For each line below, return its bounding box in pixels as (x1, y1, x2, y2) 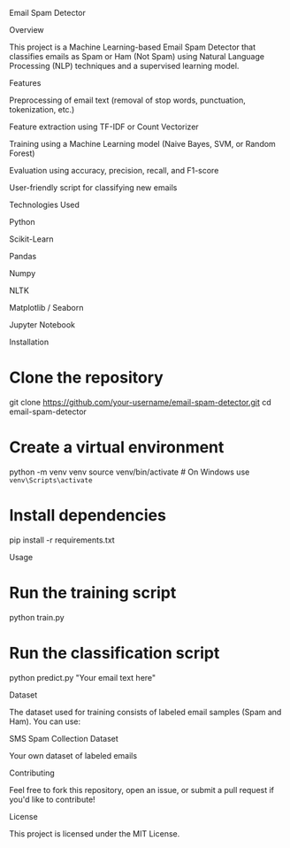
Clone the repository (9, 367, 164, 388)
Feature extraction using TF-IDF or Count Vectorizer (9, 121, 199, 132)
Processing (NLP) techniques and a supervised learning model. (9, 61, 240, 71)
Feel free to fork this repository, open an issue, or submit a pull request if (9, 784, 275, 795)
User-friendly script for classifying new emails (9, 182, 178, 193)
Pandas (9, 251, 37, 261)
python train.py (9, 612, 65, 622)
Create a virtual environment (9, 437, 225, 458)
